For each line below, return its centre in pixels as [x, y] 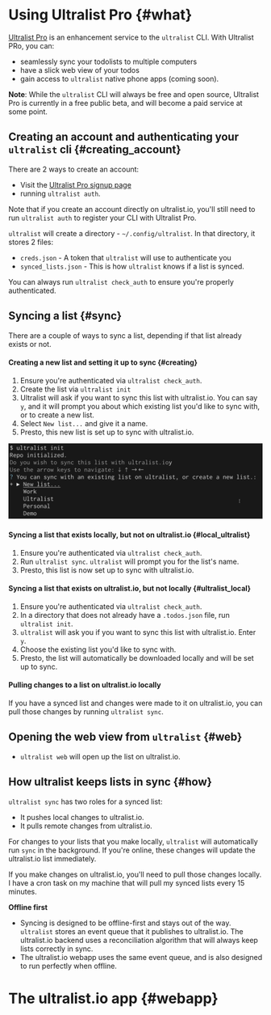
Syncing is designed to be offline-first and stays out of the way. [125, 923]
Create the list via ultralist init [75, 389]
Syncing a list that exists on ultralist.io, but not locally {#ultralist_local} [130, 589]
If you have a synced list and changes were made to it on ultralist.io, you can [135, 703]
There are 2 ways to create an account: [74, 169]
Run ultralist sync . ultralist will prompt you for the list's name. [129, 561]
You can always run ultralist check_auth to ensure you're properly [121, 281]
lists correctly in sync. [56, 949]
